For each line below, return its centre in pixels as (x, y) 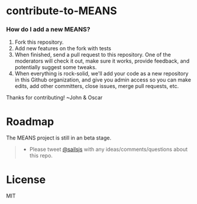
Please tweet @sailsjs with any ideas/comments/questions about (109, 150)
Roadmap (30, 122)
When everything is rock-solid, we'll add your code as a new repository (101, 74)
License (26, 179)
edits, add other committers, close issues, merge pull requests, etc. (97, 86)
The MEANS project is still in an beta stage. (59, 138)
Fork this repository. (39, 42)
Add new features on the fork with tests (63, 48)
